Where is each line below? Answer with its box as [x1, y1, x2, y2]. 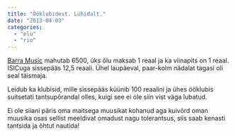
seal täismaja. [7, 72, 47, 80]
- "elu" [13, 30, 37, 38]
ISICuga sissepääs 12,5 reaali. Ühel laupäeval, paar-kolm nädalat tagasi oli [7, 64, 223, 72]
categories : [7, 23, 43, 31]
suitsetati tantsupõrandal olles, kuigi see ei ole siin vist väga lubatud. [7, 93, 208, 102]
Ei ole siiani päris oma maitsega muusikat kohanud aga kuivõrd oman [7, 106, 208, 115]
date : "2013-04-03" [7, 17, 65, 24]
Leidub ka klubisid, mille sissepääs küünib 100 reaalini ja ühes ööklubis [7, 85, 214, 94]
